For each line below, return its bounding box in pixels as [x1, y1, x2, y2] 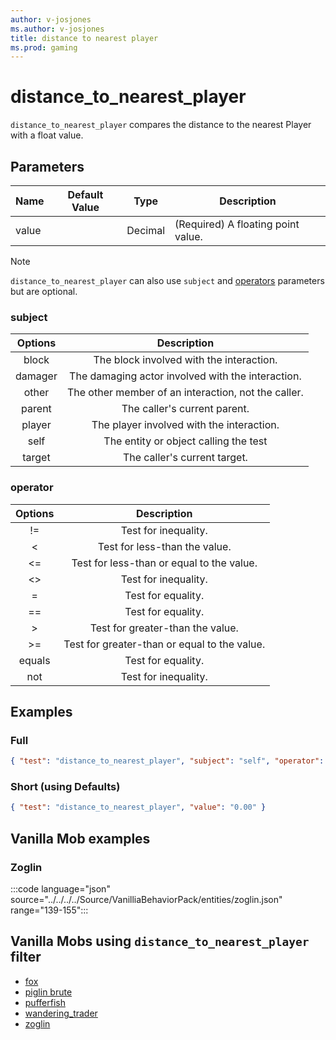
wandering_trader [24, 1007, 98, 1019]
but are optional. [10, 286, 78, 297]
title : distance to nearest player [10, 33, 159, 43]
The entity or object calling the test [103, 434, 268, 448]
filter [10, 949, 42, 966]
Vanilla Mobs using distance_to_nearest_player [10, 933, 310, 950]
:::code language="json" [10, 883, 111, 895]
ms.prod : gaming [10, 42, 78, 53]
